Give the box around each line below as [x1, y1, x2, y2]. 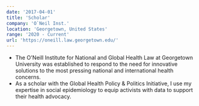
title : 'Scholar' [6, 15, 51, 21]
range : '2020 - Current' [6, 32, 70, 38]
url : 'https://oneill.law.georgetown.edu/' [6, 37, 119, 43]
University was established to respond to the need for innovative [15, 60, 178, 68]
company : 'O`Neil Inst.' [6, 20, 70, 26]
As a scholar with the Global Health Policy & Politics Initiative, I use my [15, 80, 192, 87]
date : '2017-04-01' [6, 9, 56, 15]
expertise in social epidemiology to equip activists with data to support [15, 87, 194, 93]
